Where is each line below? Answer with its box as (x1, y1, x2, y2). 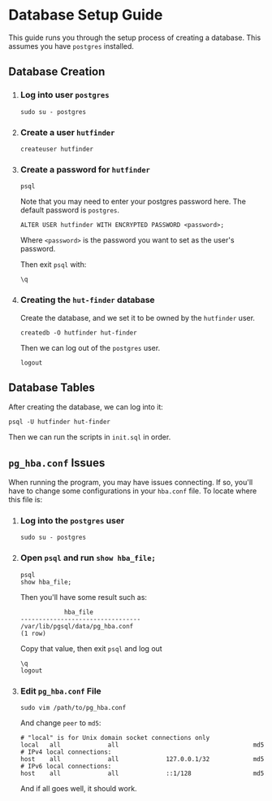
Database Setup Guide (8, 6, 163, 24)
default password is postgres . (19, 205, 120, 215)
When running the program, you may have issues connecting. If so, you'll (8, 478, 253, 488)
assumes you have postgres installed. (8, 41, 134, 50)
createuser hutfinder (19, 145, 93, 153)
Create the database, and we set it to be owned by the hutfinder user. (19, 313, 256, 322)
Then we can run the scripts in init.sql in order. (8, 432, 171, 442)
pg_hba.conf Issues (8, 456, 106, 470)
